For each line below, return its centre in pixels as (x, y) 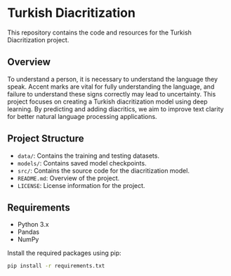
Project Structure (46, 139)
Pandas (28, 232)
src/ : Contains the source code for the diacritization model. (103, 170)
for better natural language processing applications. (82, 116)
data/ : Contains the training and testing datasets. (88, 156)
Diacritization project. (38, 39)
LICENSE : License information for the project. (81, 185)
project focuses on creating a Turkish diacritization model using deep (108, 101)
